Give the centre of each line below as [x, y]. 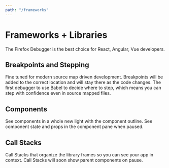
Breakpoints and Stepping [47, 65]
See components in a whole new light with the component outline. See [79, 121]
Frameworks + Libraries [56, 35]
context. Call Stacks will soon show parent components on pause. [74, 160]
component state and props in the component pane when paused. [74, 127]
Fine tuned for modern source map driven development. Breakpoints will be [84, 77]
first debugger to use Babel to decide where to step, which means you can [83, 88]
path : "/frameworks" [27, 10]
